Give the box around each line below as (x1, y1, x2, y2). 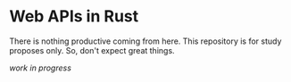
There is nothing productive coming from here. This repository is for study (9, 36, 282, 46)
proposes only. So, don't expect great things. (9, 45, 176, 55)
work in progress (9, 62, 71, 73)
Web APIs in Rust (9, 6, 139, 27)
